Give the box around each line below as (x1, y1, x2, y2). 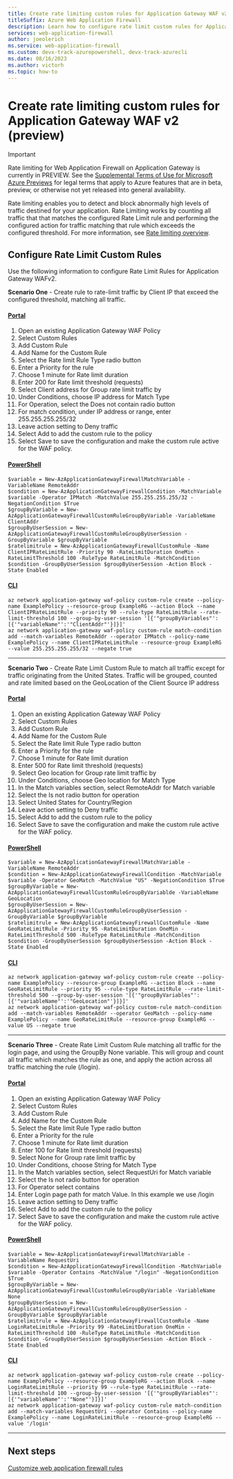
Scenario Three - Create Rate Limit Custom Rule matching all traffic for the (8, 1041, 221, 1049)
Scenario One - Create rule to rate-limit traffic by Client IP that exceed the (8, 288, 218, 297)
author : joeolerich (8, 36, 64, 43)
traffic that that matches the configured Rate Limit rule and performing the (8, 214, 219, 222)
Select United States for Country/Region (17, 798, 132, 807)
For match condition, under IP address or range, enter (17, 408, 171, 416)
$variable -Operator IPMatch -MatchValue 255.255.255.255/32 (8, 493, 188, 501)
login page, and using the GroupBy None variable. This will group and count (8, 1048, 224, 1057)
